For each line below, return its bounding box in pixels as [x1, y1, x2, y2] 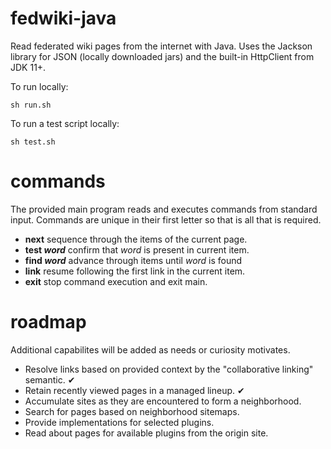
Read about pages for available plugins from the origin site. [24, 427, 269, 439]
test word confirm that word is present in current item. [24, 243, 250, 256]
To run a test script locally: [10, 117, 120, 129]
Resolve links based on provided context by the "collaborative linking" [24, 363, 314, 375]
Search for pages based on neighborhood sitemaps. [24, 405, 240, 417]
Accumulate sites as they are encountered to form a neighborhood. [24, 395, 302, 407]
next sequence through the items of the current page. [24, 233, 248, 245]
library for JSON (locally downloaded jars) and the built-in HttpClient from [10, 50, 315, 62]
